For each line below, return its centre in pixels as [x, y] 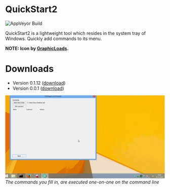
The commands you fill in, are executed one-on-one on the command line [82, 182]
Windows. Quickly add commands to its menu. [54, 39]
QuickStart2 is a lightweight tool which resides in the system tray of [76, 33]
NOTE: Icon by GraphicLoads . [37, 48]
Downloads [30, 69]
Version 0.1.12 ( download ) [39, 83]
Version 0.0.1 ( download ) [38, 88]
